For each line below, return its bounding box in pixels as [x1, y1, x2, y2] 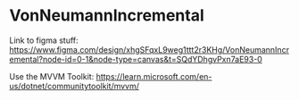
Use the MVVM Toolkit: [9, 71, 95, 81]
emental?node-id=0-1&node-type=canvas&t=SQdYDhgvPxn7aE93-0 [9, 54, 263, 64]
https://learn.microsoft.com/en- [96, 71, 212, 81]
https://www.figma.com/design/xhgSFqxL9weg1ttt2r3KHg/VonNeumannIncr [9, 44, 290, 54]
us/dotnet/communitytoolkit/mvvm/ [9, 80, 140, 91]
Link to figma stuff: [9, 35, 79, 46]
